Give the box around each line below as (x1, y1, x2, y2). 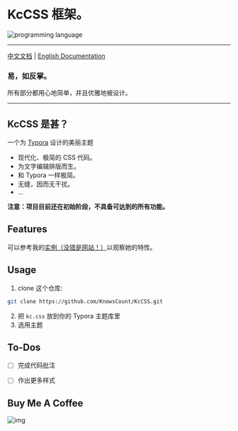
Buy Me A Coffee (7, 397, 84, 409)
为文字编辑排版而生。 (17, 162, 80, 171)
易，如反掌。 (7, 71, 52, 81)
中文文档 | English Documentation (7, 51, 106, 60)
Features (7, 223, 47, 235)
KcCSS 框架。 (7, 6, 89, 23)
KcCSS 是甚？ (7, 118, 69, 130)
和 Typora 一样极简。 (17, 171, 79, 179)
